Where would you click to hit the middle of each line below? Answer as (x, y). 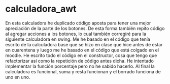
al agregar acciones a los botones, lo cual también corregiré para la (76, 34)
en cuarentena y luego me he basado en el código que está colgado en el (82, 50)
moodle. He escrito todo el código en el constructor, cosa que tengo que (81, 55)
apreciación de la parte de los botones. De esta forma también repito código (85, 28)
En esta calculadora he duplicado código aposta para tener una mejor (78, 23)
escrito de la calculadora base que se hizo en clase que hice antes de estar (84, 44)
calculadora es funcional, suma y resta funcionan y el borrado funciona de (83, 71)
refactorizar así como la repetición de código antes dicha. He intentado (79, 61)
